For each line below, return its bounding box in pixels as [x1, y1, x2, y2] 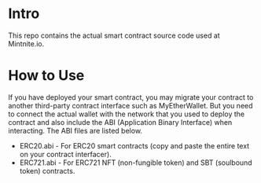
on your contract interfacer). [19, 149, 112, 159]
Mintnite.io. [8, 38, 45, 48]
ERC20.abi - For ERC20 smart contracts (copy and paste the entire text [19, 141, 250, 150]
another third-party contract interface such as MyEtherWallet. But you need [8, 101, 253, 110]
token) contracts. [19, 166, 75, 175]
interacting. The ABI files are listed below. [8, 126, 143, 135]
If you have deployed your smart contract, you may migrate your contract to [8, 92, 254, 102]
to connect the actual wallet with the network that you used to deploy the [8, 109, 245, 119]
